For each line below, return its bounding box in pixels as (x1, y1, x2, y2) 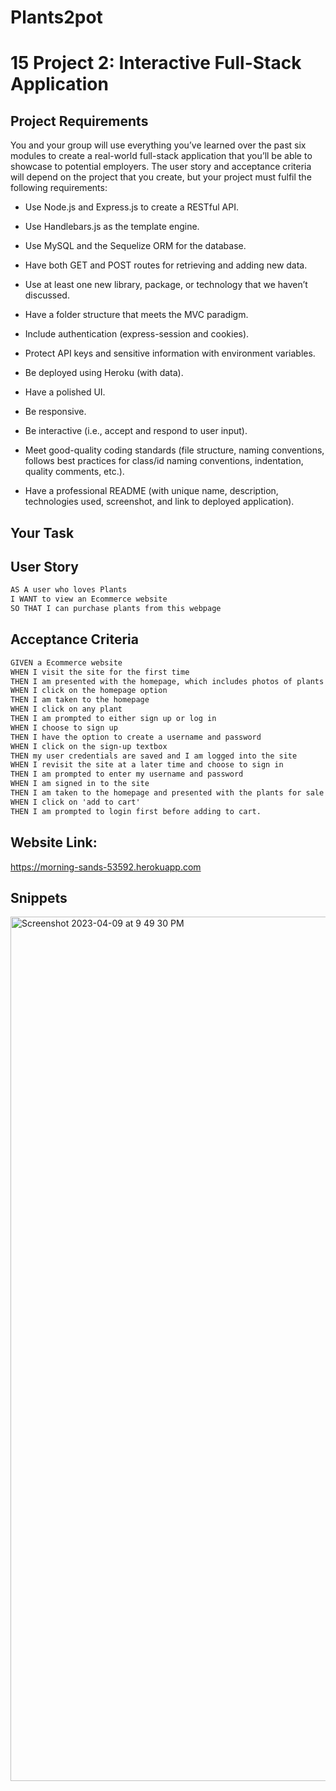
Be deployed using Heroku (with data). (24, 367, 184, 379)
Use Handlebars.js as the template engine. (24, 221, 200, 233)
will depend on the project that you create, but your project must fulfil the (10, 171, 312, 183)
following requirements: (10, 182, 108, 194)
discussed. (24, 289, 70, 301)
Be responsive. (24, 406, 87, 418)
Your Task (10, 524, 75, 541)
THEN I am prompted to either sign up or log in (10, 714, 217, 724)
